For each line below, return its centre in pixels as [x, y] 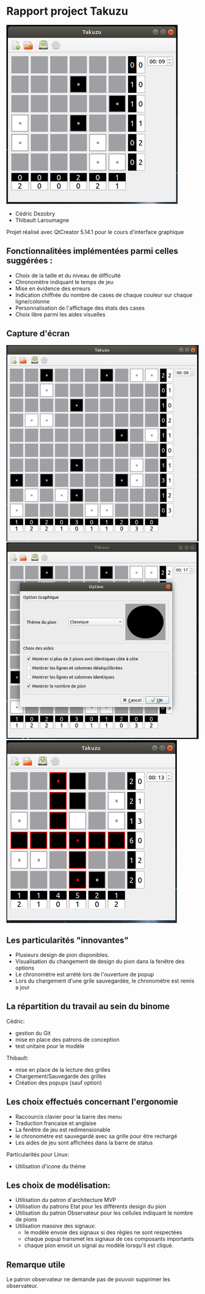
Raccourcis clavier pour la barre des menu [68, 1116]
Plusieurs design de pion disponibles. [62, 954]
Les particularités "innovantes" [68, 940]
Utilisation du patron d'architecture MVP [66, 1200]
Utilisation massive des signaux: [56, 1226]
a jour [22, 987]
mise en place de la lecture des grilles [63, 1069]
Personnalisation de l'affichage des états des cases [80, 308]
